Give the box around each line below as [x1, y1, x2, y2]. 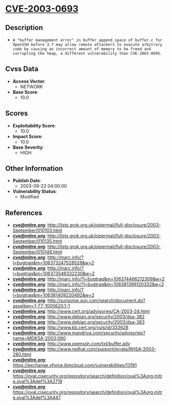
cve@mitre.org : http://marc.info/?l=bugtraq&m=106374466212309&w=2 [12, 276, 165, 282]
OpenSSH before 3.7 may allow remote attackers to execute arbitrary [12, 42, 163, 47]
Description [5, 23, 43, 32]
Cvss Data [5, 64, 39, 74]
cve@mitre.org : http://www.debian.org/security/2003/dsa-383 [12, 319, 145, 325]
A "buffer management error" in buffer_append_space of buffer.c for [12, 38, 163, 43]
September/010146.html [12, 249, 62, 255]
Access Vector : [12, 78, 46, 84]
